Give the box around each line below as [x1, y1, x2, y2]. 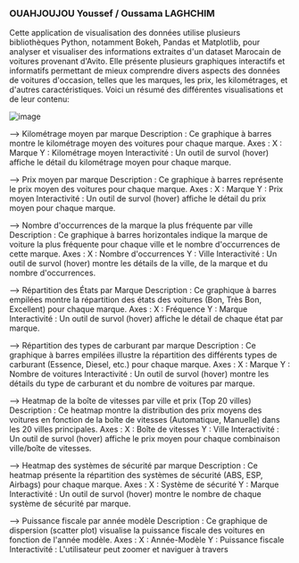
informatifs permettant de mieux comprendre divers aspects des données [9, 65, 281, 76]
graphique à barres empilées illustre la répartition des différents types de [9, 349, 278, 360]
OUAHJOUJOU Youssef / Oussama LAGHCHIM [9, 7, 216, 20]
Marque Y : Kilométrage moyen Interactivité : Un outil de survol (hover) [9, 147, 270, 158]
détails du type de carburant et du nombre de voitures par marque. [9, 378, 255, 389]
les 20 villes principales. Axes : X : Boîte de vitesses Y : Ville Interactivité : [9, 424, 279, 435]
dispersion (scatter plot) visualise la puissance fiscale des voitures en [9, 525, 265, 536]
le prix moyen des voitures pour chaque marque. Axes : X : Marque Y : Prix [9, 184, 284, 195]
